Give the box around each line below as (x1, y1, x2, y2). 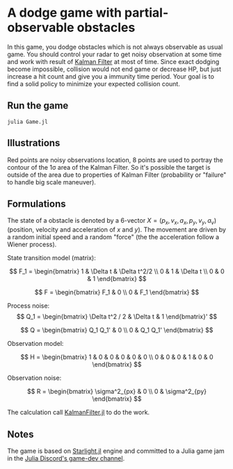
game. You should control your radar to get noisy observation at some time (7, 50, 222, 58)
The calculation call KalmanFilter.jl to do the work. (7, 408, 150, 417)
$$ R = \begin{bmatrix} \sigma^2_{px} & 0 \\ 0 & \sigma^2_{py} (26, 388, 207, 396)
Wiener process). (7, 240, 57, 248)
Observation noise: (7, 374, 62, 382)
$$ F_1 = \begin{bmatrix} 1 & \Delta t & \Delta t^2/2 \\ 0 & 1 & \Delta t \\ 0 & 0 (9, 267, 225, 276)
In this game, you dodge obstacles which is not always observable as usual (7, 42, 223, 51)
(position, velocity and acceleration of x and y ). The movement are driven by (7, 225, 226, 234)
